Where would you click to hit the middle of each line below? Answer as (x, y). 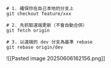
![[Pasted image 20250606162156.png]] (56, 58)
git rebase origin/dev (35, 47)
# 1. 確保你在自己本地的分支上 (40, 8)
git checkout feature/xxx (39, 14)
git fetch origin (28, 30)
